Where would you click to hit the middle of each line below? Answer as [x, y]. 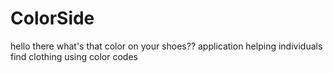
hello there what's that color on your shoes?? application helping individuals [166, 46]
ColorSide [52, 18]
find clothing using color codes [74, 56]
